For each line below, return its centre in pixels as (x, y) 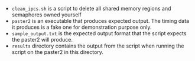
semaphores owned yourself (46, 15)
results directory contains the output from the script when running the (98, 46)
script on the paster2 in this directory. (57, 52)
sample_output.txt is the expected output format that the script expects (99, 33)
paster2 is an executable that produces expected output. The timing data (100, 21)
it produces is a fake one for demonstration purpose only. (82, 27)
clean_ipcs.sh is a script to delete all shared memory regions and (91, 9)
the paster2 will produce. (42, 40)
